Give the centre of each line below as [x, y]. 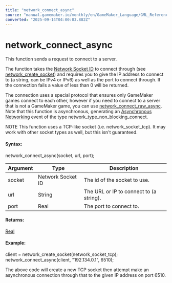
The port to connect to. [111, 206]
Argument [20, 168]
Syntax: [14, 144]
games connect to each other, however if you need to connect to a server [83, 101]
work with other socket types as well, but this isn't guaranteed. [72, 132]
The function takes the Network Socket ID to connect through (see [76, 69]
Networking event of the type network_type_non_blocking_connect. [77, 117]
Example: [16, 243]
